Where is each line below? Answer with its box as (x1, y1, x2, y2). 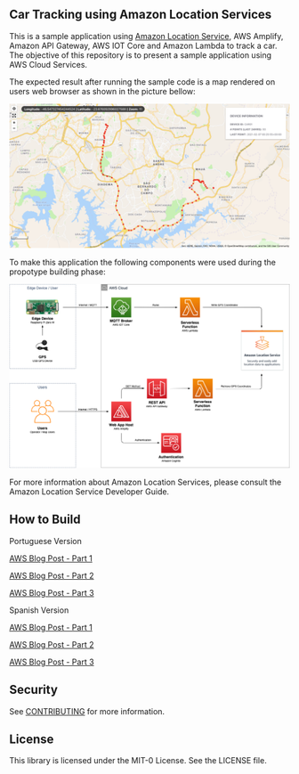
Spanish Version (9, 605, 69, 615)
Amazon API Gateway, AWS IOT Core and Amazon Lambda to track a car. (9, 40, 278, 51)
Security (9, 682, 58, 697)
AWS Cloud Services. (9, 59, 87, 69)
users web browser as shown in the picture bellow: (9, 86, 196, 96)
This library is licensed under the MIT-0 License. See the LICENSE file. (9, 755, 267, 766)
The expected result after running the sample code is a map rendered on (9, 76, 276, 87)
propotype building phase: (9, 266, 107, 277)
